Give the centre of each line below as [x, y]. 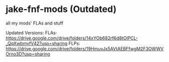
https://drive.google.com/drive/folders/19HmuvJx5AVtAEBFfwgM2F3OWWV [85, 48]
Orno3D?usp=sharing [28, 54]
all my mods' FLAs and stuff [35, 23]
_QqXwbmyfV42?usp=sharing [37, 43]
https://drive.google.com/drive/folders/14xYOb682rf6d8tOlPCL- [72, 38]
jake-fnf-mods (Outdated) [61, 9]
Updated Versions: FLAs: [31, 32]
